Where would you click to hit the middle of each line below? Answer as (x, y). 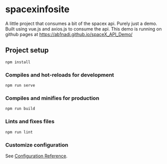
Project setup (27, 50)
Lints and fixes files (30, 122)
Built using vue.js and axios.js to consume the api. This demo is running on (83, 29)
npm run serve (20, 86)
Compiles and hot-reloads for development (60, 75)
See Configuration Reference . (36, 156)
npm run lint (19, 132)
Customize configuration (37, 145)
